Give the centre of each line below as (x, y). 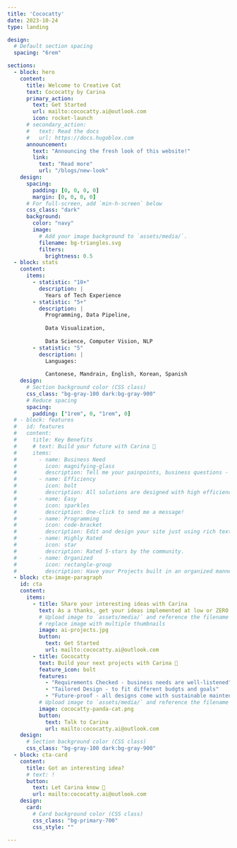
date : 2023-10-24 (33, 20)
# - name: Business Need (60, 460)
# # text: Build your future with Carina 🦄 (85, 446)
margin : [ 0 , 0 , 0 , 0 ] (65, 197)
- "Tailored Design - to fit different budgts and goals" (132, 689)
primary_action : (50, 98)
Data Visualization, (75, 328)
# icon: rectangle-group (63, 565)
